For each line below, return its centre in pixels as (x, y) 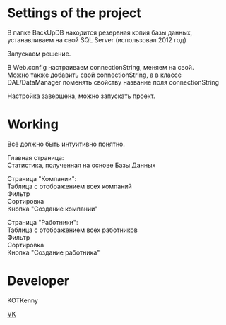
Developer (38, 281)
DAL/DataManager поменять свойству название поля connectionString (113, 82)
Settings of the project (74, 13)
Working (33, 124)
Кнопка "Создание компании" (53, 209)
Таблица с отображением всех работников (72, 230)
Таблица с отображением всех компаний (70, 186)
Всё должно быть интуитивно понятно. (66, 144)
